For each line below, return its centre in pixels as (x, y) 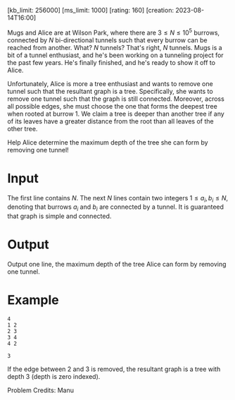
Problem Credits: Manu (40, 390)
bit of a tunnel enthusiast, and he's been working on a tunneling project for (115, 55)
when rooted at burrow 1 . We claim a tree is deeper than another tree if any (116, 114)
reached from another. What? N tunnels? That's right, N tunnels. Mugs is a (115, 47)
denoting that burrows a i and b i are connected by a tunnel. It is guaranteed (115, 208)
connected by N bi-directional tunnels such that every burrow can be (107, 40)
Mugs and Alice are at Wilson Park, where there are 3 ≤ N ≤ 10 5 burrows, (114, 32)
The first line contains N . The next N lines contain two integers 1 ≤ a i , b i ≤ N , (118, 199)
